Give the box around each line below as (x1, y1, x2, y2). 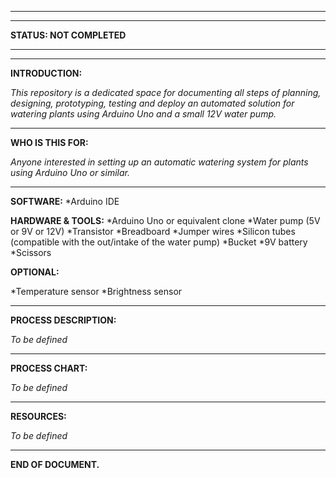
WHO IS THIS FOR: (10, 137, 89, 148)
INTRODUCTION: (10, 67, 83, 79)
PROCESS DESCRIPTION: (10, 314, 117, 326)
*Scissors (10, 247, 52, 258)
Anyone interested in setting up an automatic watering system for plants (10, 156, 309, 168)
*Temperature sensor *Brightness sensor (10, 286, 183, 297)
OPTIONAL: (10, 266, 60, 278)
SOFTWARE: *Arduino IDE (10, 196, 120, 207)
